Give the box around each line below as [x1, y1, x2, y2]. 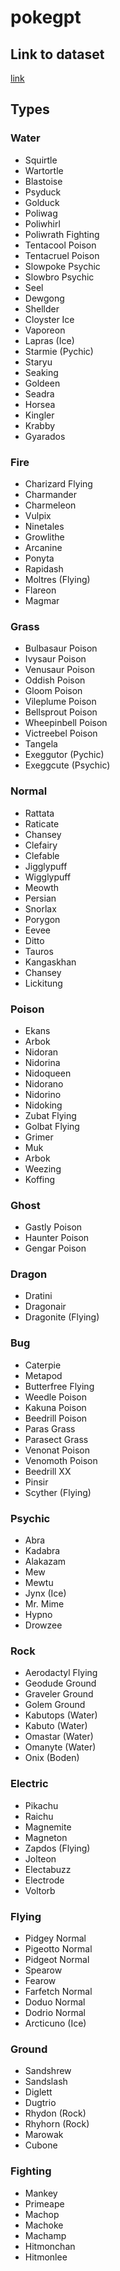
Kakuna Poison [24, 1401, 87, 1413]
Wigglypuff [24, 871, 72, 883]
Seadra [24, 387, 55, 400]
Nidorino [24, 1088, 62, 1100]
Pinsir [24, 1476, 49, 1488]
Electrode [24, 1874, 65, 1886]
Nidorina [24, 1056, 61, 1068]
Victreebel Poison [24, 727, 98, 740]
